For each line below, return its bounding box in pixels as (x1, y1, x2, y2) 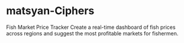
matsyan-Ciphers (6, 4, 95, 18)
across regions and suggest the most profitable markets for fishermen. (6, 29, 179, 37)
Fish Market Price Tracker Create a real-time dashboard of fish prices (6, 24, 176, 31)
